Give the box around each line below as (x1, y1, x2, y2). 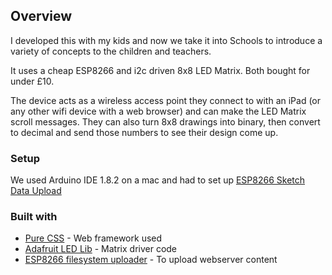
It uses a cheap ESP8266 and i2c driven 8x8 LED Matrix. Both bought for (10, 64, 311, 76)
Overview (10, 8, 73, 25)
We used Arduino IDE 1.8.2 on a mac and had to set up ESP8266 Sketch (10, 174, 306, 186)
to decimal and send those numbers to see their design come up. (10, 126, 279, 138)
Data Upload (10, 185, 62, 197)
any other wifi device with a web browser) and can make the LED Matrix (10, 105, 307, 117)
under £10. (10, 75, 55, 87)
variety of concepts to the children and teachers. (10, 45, 212, 57)
